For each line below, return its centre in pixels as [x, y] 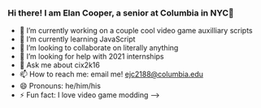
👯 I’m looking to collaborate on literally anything [99, 48]
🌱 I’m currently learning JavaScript [77, 39]
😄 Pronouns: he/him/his [60, 86]
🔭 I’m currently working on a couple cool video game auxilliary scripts [136, 31]
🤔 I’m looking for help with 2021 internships [91, 57]
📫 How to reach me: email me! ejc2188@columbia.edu [111, 74]
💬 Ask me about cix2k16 [60, 65]
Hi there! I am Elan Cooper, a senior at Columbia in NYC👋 [121, 13]
